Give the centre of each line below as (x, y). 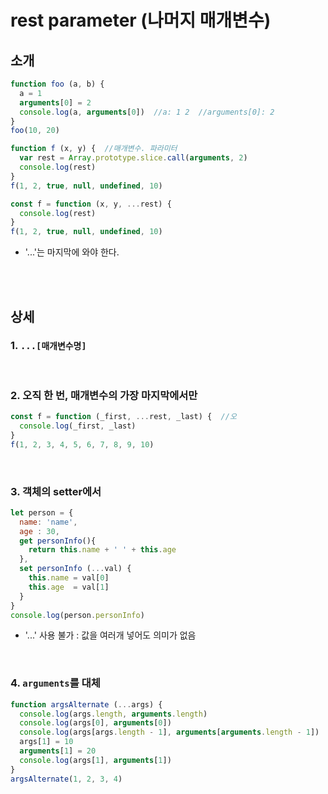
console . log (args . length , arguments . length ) (113, 714)
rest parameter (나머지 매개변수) (141, 20)
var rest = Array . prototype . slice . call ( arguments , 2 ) (133, 158)
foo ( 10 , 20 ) (35, 131)
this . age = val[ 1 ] (69, 587)
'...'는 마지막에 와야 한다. (72, 252)
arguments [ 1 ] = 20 (58, 751)
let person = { (42, 512)
